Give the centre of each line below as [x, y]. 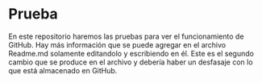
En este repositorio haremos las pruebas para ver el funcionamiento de [126, 36]
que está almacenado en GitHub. [63, 70]
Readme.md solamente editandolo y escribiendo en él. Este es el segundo [131, 53]
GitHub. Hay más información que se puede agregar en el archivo [117, 44]
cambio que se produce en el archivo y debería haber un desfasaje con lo [131, 62]
